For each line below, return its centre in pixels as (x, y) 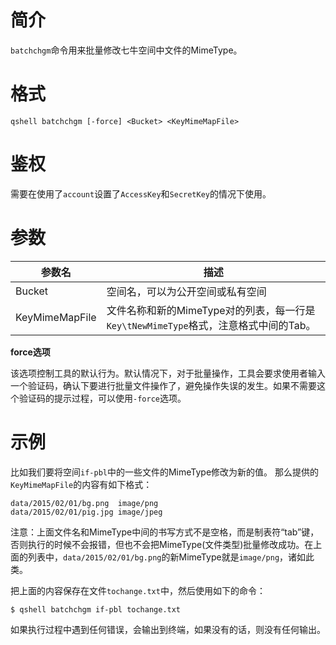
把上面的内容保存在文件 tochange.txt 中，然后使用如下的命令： (138, 590)
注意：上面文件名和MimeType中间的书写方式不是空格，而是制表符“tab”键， (165, 532)
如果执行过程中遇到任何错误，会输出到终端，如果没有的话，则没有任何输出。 (168, 629)
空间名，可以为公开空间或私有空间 (186, 291)
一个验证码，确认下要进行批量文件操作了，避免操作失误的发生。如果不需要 (163, 385)
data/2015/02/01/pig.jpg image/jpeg (86, 512)
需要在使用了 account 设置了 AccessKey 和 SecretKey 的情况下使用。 (141, 193)
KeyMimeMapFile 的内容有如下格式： (81, 484)
